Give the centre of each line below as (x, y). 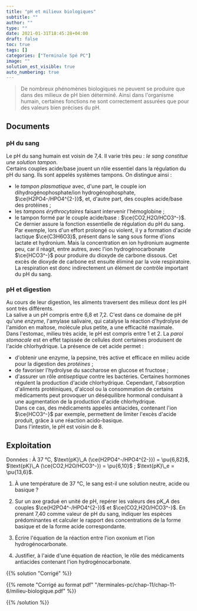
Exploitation (29, 445)
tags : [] (17, 50)
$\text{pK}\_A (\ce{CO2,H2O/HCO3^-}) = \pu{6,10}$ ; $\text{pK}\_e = (91, 466)
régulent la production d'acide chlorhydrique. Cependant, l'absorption (100, 383)
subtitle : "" (22, 17)
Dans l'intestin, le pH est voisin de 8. (59, 427)
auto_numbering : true (33, 72)
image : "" (18, 61)
